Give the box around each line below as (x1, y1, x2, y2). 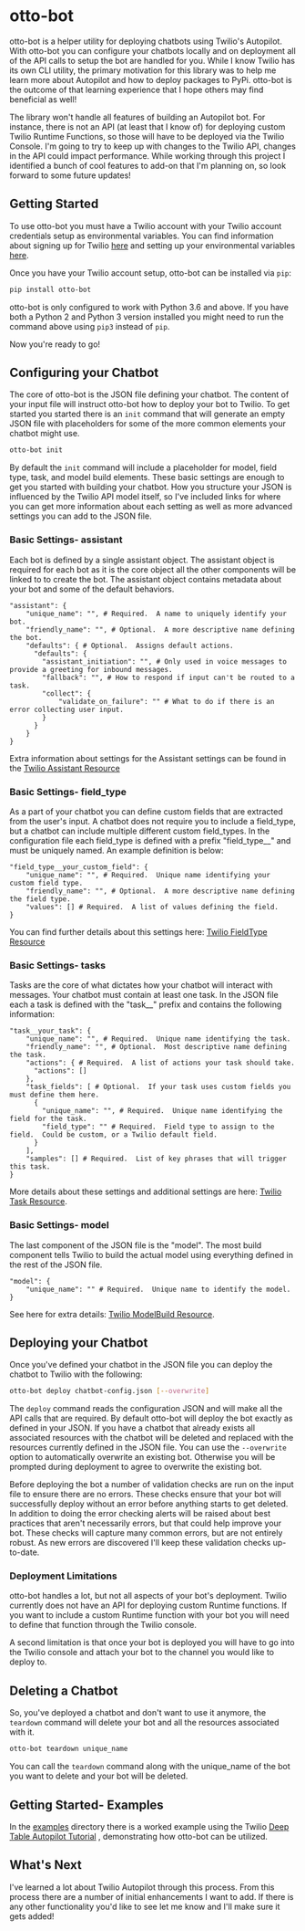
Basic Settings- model (9, 1219, 109, 1232)
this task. (9, 1162, 51, 1171)
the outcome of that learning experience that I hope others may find (9, 84, 264, 95)
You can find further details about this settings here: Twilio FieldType (9, 926, 268, 937)
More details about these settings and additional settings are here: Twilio (9, 1186, 282, 1197)
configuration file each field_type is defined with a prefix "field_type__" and (9, 834, 291, 845)
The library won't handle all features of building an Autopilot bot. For (9, 111, 266, 122)
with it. (9, 1726, 35, 1737)
